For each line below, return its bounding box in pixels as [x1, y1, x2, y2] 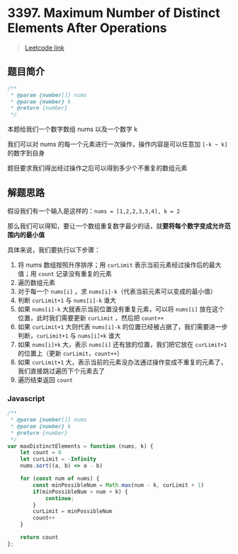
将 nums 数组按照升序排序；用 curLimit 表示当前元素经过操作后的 [17, 260, 210, 269]
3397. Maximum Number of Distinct [7, 5, 221, 21]
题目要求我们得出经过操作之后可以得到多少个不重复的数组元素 [7, 164, 188, 173]
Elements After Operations [7, 20, 167, 36]
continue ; [45, 495, 74, 502]
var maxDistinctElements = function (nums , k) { [7, 442, 154, 450]
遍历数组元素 [17, 278, 55, 287]
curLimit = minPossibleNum [33, 508, 113, 515]
